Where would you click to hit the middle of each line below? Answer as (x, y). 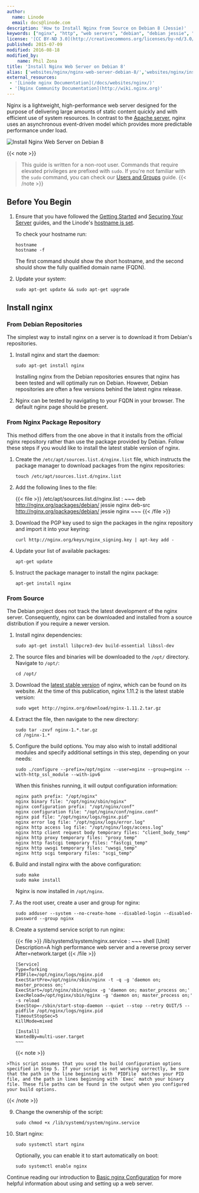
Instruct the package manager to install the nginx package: (87, 572)
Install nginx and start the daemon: (57, 355)
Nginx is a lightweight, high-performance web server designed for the (92, 105)
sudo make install (38, 880)
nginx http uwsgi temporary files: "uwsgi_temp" (76, 848)
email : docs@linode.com (41, 22)
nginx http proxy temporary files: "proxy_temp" (76, 837)
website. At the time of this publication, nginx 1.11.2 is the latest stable (100, 691)
